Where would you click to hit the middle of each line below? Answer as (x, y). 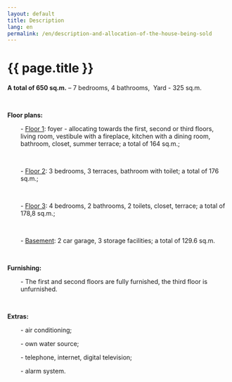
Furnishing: (25, 268)
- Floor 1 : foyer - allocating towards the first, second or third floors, (117, 129)
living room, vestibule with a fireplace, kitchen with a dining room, (116, 136)
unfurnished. (39, 289)
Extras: (18, 316)
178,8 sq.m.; (38, 214)
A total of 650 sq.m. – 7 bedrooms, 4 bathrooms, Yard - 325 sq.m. (104, 88)
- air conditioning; (46, 330)
